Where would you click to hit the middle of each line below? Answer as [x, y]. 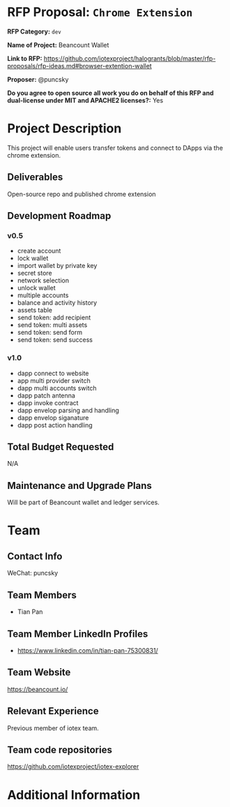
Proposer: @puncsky [38, 79]
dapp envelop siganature [53, 417]
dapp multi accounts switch [57, 388]
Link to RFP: [25, 58]
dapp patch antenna [46, 395]
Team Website [39, 673]
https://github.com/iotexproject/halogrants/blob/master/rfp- [130, 58]
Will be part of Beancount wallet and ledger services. [84, 502]
